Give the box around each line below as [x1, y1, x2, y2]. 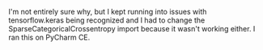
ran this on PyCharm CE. [8, 32, 91, 42]
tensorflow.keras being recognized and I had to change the [8, 15, 206, 25]
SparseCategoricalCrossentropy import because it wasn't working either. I [8, 24, 256, 33]
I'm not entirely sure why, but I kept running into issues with [8, 7, 207, 16]
